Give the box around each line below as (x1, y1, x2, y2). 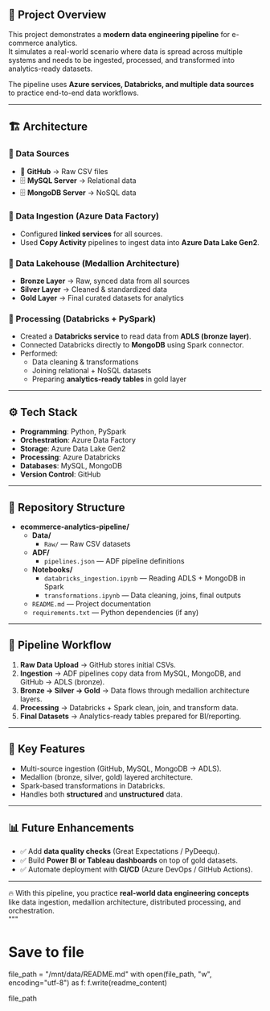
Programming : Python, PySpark (19, 426, 127, 436)
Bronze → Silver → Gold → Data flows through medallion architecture (19, 685, 250, 695)
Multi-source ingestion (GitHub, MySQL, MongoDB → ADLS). (19, 763, 222, 773)
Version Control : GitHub (19, 469, 101, 480)
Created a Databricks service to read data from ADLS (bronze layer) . (19, 331, 252, 341)
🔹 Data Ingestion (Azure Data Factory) (8, 210, 159, 222)
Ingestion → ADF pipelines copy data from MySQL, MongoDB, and (19, 668, 241, 678)
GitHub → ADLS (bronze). (19, 676, 105, 686)
